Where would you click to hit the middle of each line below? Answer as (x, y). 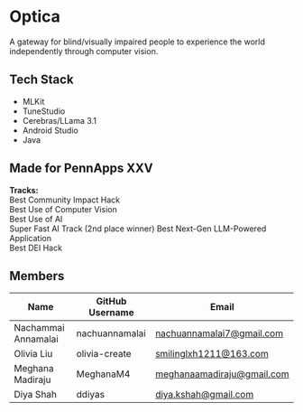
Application (31, 238)
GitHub (111, 302)
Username (111, 313)
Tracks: (24, 190)
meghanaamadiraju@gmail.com (222, 374)
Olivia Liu (33, 354)
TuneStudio (44, 111)
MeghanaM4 (103, 374)
